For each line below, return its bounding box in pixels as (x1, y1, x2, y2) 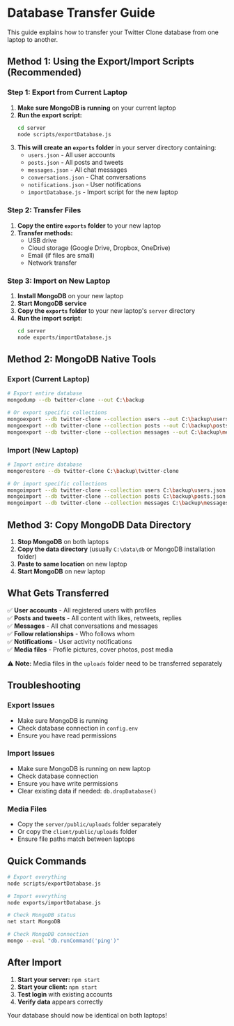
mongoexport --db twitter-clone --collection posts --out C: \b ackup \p (7, 422, 217, 429)
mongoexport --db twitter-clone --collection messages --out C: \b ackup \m (7, 428, 226, 436)
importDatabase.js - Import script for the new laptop (27, 188, 179, 196)
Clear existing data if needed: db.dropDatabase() (17, 786, 157, 795)
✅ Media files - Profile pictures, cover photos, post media (7, 645, 173, 654)
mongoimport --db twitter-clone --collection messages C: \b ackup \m (7, 499, 208, 507)
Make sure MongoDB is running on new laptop (17, 764, 151, 772)
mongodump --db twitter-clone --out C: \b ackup (7, 397, 145, 404)
